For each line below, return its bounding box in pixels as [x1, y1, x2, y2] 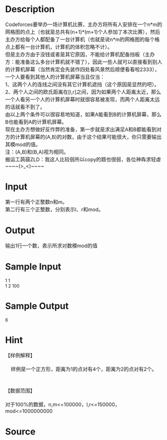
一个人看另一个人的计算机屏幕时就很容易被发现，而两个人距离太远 [5, 96, 161, 103]
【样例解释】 [5, 351, 36, 358]
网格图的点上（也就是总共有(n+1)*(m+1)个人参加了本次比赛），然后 [5, 28, 161, 35]
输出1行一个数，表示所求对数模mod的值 [5, 242, 98, 249]
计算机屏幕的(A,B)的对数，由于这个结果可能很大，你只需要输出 [15, 133, 162, 140]
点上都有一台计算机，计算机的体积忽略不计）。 [5, 43, 113, 50]
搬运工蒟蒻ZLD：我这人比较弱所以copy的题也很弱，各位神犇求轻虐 [5, 156, 161, 163]
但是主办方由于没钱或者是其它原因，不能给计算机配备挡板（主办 [5, 51, 156, 58]
